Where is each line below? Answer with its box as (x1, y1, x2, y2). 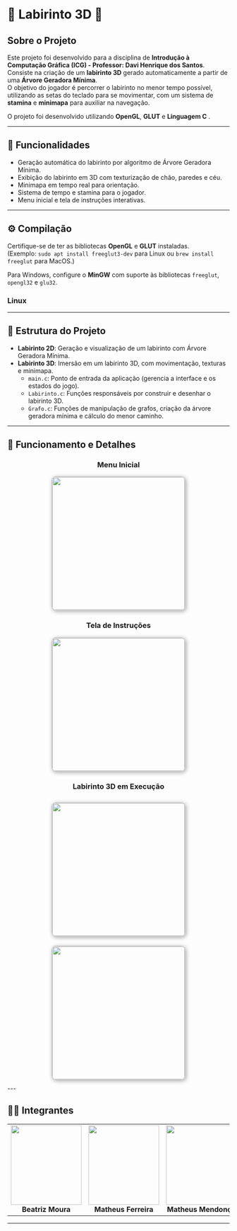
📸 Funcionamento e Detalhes (7, 439, 136, 451)
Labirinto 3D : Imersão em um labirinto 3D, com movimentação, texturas (17, 359, 226, 367)
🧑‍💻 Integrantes (7, 1104, 74, 1117)
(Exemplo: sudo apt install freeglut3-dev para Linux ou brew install (7, 249, 214, 258)
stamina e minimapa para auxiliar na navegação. (7, 98, 150, 107)
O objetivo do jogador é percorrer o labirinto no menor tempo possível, (7, 84, 213, 91)
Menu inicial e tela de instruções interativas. (17, 195, 146, 204)
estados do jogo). (28, 382, 80, 390)
